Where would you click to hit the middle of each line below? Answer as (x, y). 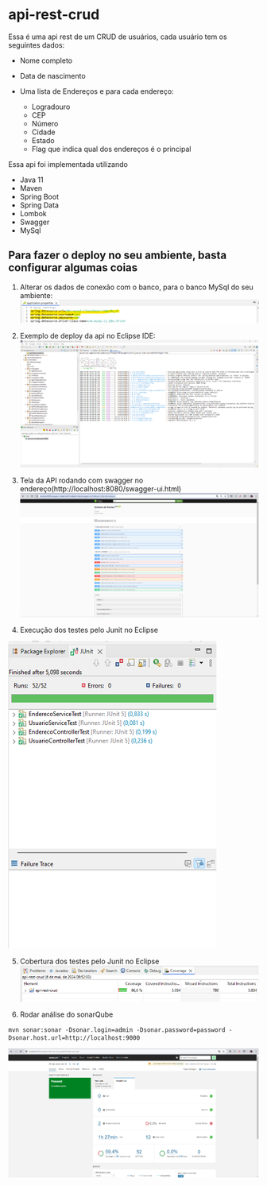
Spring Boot (39, 196)
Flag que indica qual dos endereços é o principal (111, 149)
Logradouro (51, 107)
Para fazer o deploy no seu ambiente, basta (118, 256)
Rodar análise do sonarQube (66, 1014)
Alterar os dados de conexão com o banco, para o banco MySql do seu (136, 287)
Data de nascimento (52, 76)
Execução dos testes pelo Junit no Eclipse (89, 630)
